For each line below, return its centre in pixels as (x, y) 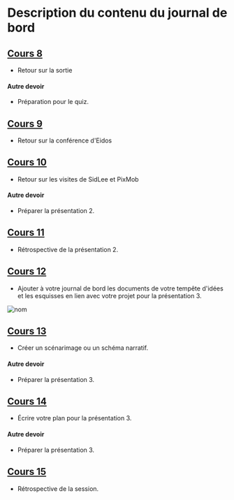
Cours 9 (25, 124)
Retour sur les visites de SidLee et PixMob (78, 179)
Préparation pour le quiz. (53, 102)
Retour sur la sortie (45, 70)
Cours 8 (25, 53)
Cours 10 (27, 162)
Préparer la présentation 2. (56, 211)
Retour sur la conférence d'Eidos (65, 140)
